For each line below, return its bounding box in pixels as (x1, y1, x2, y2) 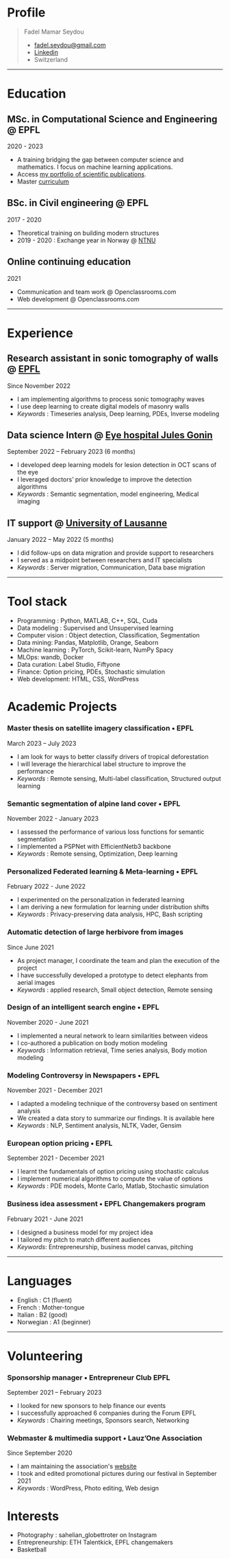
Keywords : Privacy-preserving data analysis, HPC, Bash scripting (16, 910, 203, 918)
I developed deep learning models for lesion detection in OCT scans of (16, 461, 217, 469)
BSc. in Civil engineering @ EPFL (7, 197, 149, 209)
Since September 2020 (7, 1449, 73, 1457)
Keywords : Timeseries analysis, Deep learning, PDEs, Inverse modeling (16, 409, 220, 418)
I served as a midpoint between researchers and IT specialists (16, 556, 192, 565)
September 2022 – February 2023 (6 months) (7, 448, 136, 456)
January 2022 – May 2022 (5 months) (7, 536, 114, 544)
